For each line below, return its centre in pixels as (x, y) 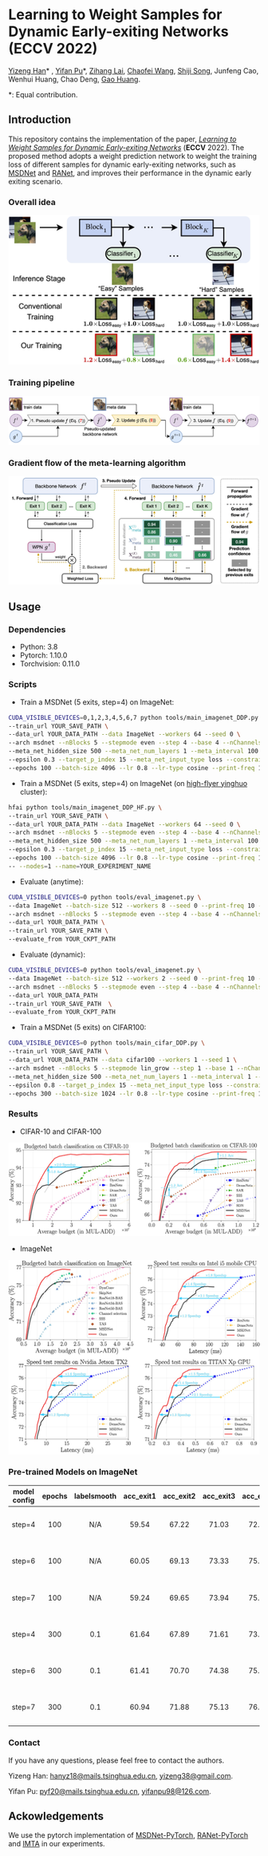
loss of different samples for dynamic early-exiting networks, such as (122, 164)
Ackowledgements (56, 1816)
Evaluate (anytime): (51, 881)
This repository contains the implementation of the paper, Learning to (122, 139)
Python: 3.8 (39, 647)
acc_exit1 (140, 1496)
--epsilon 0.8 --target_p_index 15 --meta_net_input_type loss (116, 1085)
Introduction (40, 120)
